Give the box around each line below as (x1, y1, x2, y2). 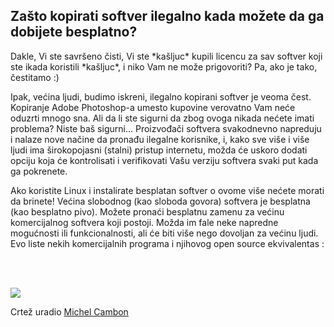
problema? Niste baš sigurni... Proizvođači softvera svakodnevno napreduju (10, 122, 322, 134)
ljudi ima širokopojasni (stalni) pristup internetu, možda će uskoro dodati (10, 144, 308, 156)
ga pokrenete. (10, 165, 68, 177)
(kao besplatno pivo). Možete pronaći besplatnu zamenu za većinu (10, 205, 285, 218)
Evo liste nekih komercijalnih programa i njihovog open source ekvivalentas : (10, 237, 325, 249)
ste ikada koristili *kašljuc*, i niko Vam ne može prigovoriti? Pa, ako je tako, (10, 60, 318, 73)
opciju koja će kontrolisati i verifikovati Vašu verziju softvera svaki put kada (10, 154, 319, 166)
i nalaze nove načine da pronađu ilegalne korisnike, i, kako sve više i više (10, 133, 310, 145)
